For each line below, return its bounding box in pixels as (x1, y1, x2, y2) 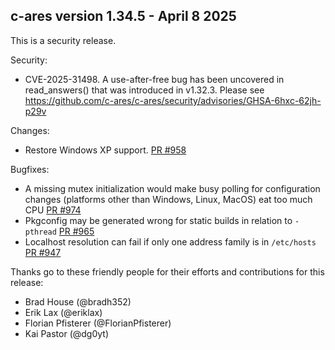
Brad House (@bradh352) (24, 295, 132, 308)
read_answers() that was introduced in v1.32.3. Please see (24, 84, 265, 96)
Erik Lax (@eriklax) (24, 306, 103, 318)
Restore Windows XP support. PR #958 (24, 144, 187, 156)
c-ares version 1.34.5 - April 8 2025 (10, 8, 237, 25)
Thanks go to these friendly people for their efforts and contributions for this (10, 265, 325, 278)
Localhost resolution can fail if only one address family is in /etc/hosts (24, 235, 317, 248)
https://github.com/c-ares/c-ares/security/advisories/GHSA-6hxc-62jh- (24, 94, 322, 106)
